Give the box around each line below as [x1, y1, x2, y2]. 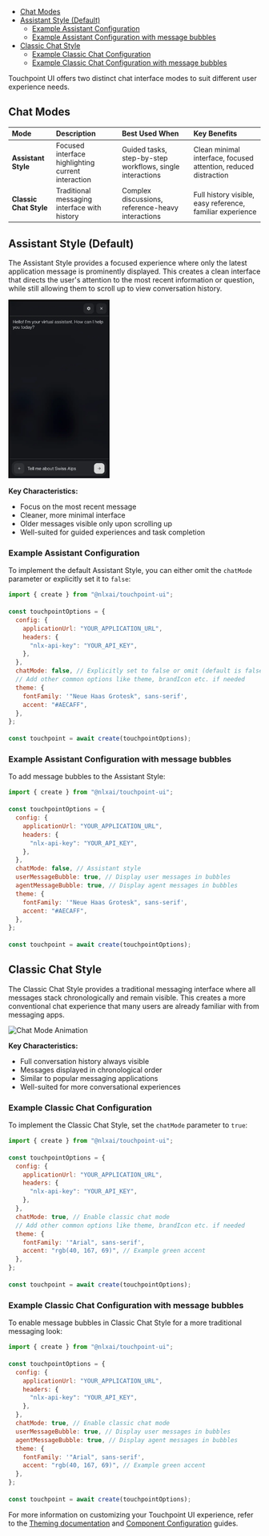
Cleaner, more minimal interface [19, 510, 126, 520]
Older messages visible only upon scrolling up [19, 519, 173, 529]
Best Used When [121, 128, 179, 139]
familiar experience [193, 207, 257, 217]
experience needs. [8, 82, 70, 91]
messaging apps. [8, 1010, 66, 1019]
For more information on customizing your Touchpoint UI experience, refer [8, 1510, 254, 1519]
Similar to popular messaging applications [19, 1073, 159, 1083]
